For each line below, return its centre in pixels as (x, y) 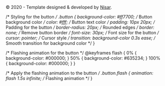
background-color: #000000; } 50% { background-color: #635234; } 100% (83, 58)
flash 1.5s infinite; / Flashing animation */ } (49, 78)
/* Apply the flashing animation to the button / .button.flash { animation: (79, 73)
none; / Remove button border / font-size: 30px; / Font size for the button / (82, 33)
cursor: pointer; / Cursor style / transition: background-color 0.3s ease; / (80, 38)
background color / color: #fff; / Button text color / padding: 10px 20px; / (80, 22)
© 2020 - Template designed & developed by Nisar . (59, 7)
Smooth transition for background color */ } (50, 43)
